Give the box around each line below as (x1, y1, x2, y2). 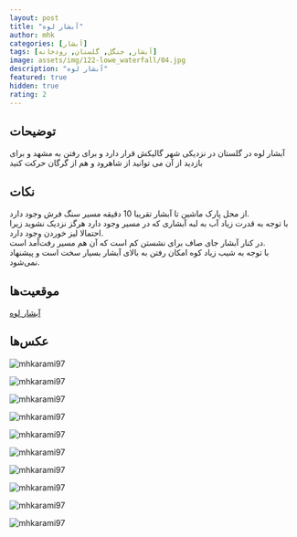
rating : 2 (9, 89, 48, 99)
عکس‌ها (9, 334, 49, 350)
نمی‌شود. (9, 257, 40, 268)
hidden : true (9, 81, 59, 90)
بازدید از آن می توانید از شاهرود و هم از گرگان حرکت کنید (9, 157, 203, 169)
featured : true (9, 73, 68, 82)
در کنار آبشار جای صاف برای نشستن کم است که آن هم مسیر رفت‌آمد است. (9, 237, 266, 248)
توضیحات (9, 123, 57, 139)
